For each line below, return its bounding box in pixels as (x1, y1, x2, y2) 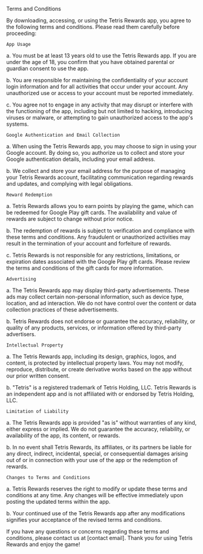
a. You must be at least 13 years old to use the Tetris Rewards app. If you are (6, 52, 197, 59)
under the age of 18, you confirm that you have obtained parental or (6, 59, 175, 65)
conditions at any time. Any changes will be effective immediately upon (6, 492, 184, 498)
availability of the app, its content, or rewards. (6, 432, 120, 439)
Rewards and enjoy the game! (6, 541, 80, 548)
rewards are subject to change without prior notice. (6, 215, 134, 223)
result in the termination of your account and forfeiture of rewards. (6, 240, 172, 247)
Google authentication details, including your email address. (6, 155, 156, 163)
